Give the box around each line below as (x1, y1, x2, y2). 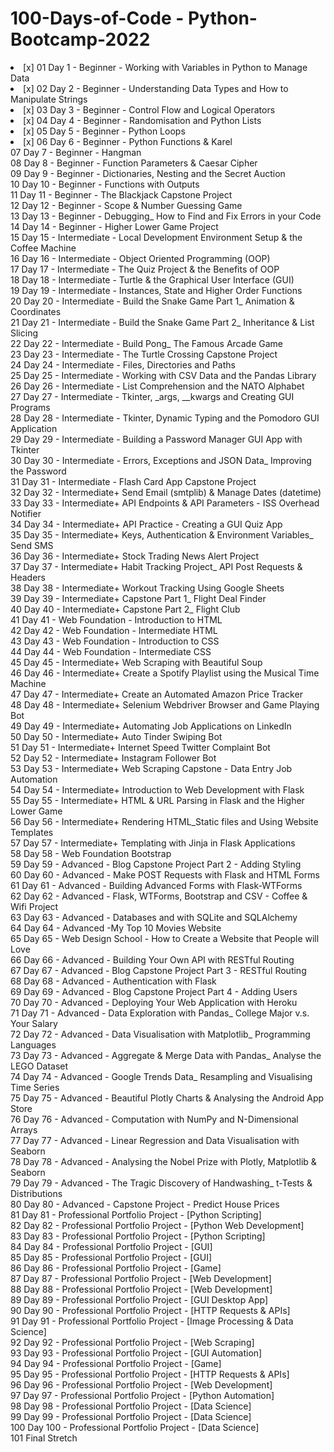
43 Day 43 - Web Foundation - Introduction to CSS (10, 635, 220, 647)
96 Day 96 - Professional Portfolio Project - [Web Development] (10, 1378, 273, 1391)
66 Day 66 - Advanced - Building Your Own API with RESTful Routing (10, 953, 295, 966)
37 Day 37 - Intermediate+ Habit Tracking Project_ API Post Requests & (10, 560, 303, 572)
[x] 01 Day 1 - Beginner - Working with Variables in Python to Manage (23, 61, 308, 73)
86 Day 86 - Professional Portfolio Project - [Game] (10, 1262, 222, 1274)
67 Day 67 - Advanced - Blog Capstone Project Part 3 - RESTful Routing (10, 964, 307, 976)
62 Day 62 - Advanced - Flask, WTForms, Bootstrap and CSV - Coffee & (10, 890, 308, 902)
